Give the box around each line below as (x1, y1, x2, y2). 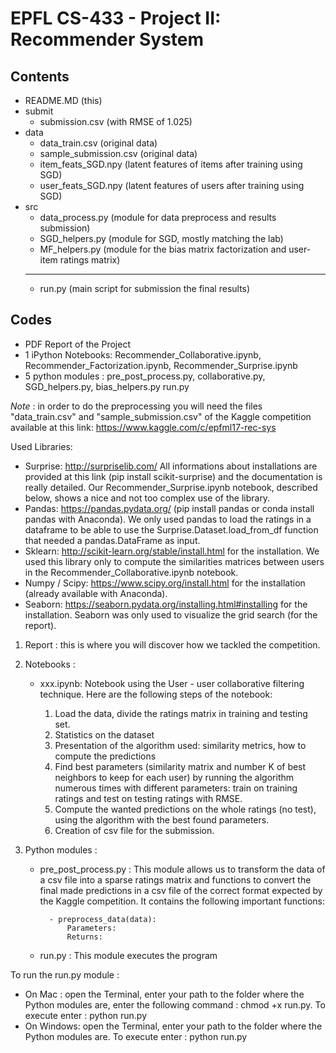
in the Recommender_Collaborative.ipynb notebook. (24, 566, 239, 578)
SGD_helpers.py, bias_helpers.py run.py (24, 380, 190, 392)
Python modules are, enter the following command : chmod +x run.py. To (24, 998, 326, 1011)
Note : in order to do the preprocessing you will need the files (10, 400, 263, 412)
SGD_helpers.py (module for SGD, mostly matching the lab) (39, 233, 284, 244)
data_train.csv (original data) (39, 137, 158, 149)
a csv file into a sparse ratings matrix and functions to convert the (39, 873, 312, 886)
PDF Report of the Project (24, 338, 131, 350)
